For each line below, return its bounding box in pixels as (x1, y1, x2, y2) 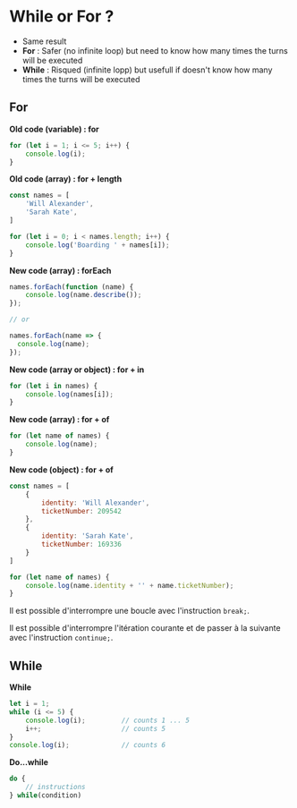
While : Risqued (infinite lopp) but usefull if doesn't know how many (21, 64, 273, 75)
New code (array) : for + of (9, 414, 110, 425)
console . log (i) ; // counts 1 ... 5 (25, 716, 191, 725)
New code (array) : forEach (9, 265, 112, 276)
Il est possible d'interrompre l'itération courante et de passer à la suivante (9, 623, 281, 634)
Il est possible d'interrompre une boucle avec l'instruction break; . (9, 606, 250, 617)
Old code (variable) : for (9, 123, 100, 134)
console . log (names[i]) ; (25, 389, 115, 399)
